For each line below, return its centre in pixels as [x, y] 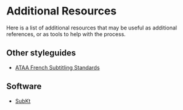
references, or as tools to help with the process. [66, 34]
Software [24, 86]
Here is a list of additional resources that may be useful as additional [92, 28]
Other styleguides [41, 53]
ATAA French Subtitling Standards [57, 67]
